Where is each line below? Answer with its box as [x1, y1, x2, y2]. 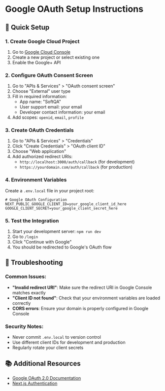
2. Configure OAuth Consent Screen [5, 71, 93, 78]
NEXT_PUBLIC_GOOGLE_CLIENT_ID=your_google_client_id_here [5, 201, 127, 207]
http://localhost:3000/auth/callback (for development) [19, 159, 135, 165]
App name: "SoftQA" [19, 99, 62, 105]
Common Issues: [5, 273, 47, 280]
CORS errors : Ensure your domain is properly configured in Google [12, 305, 149, 311]
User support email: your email [19, 104, 82, 110]
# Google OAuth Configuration [5, 197, 67, 202]
